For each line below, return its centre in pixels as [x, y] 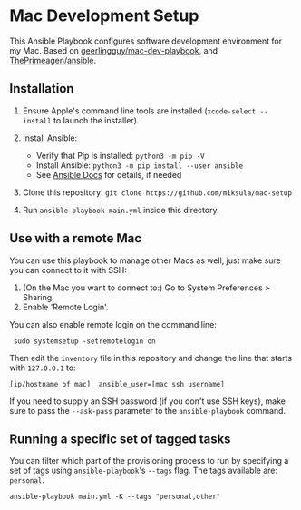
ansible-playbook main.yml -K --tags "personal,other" [115, 497]
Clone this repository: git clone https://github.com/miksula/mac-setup [157, 192]
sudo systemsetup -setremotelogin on [84, 341]
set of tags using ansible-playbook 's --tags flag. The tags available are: [144, 471]
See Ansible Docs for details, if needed [109, 174]
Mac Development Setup [104, 16]
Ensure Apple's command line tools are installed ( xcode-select [139, 111]
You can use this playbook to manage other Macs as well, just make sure [145, 260]
